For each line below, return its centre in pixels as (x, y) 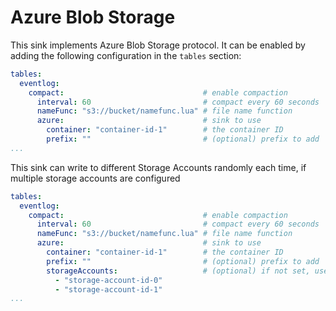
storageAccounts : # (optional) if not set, (178, 271)
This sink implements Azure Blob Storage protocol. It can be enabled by (158, 45)
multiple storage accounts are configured (95, 178)
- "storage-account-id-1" (108, 289)
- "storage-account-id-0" (108, 280)
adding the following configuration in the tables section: (126, 55)
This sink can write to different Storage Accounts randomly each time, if (158, 167)
